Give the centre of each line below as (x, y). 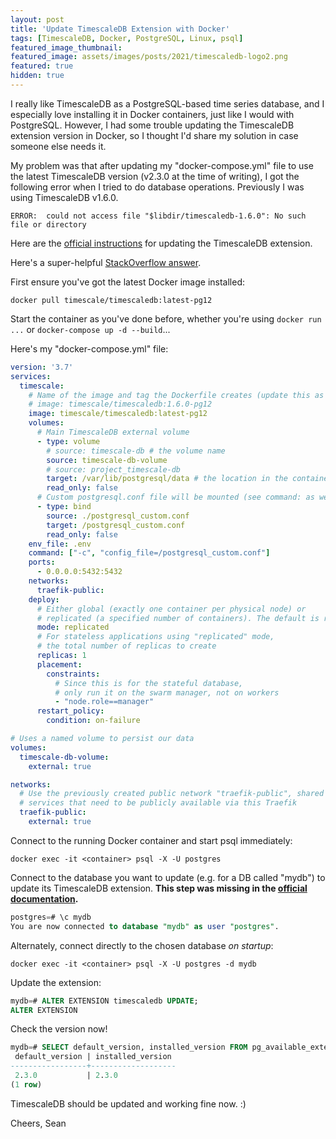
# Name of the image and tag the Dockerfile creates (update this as (176, 395)
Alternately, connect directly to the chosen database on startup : (142, 945)
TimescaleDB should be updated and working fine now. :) (128, 1103)
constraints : (73, 674)
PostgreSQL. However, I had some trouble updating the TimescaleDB (152, 125)
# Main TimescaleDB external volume (113, 432)
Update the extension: (56, 982)
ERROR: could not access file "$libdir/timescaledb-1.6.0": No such (158, 216)
